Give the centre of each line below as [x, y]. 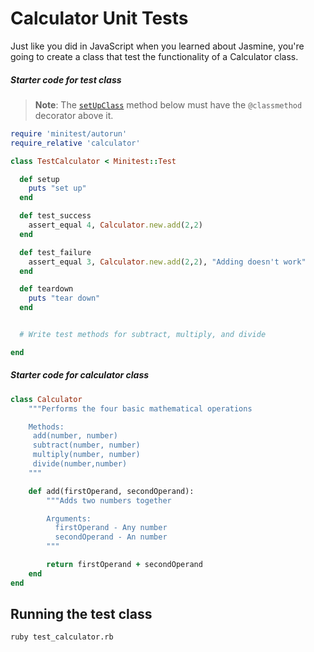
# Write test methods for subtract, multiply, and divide [143, 335]
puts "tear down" [64, 298]
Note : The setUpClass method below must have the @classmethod [168, 104]
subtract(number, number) [86, 445]
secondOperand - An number [111, 537]
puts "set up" [57, 188]
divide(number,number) [80, 464]
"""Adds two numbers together [109, 500]
